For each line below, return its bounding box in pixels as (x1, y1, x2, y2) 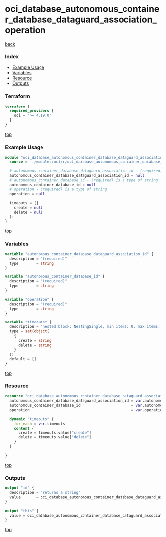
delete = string (18, 343, 52, 348)
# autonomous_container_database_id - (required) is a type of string (9, 177, 158, 183)
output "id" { (5, 485, 35, 491)
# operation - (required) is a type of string (9, 187, 107, 192)
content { (14, 426, 35, 430)
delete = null (14, 210, 43, 215)
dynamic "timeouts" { (9, 416, 54, 422)
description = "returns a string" (9, 490, 81, 495)
